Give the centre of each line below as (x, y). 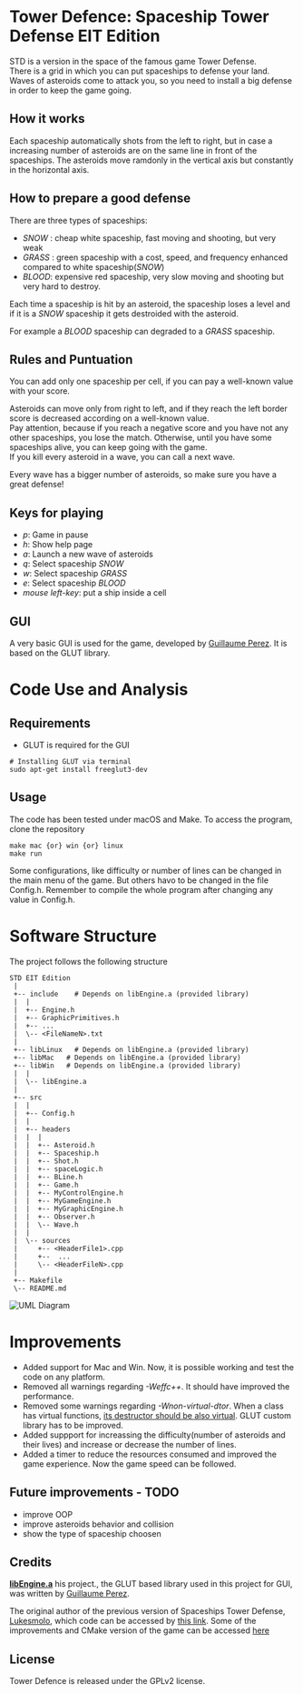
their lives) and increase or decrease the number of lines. (130, 1444)
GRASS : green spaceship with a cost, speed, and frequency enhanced (155, 257)
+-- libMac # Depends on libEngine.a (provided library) (127, 1057)
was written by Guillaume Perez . (69, 1594)
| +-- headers (42, 1129)
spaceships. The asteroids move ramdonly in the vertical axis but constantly (151, 160)
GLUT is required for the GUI (76, 745)
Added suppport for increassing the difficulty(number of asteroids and (154, 1435)
